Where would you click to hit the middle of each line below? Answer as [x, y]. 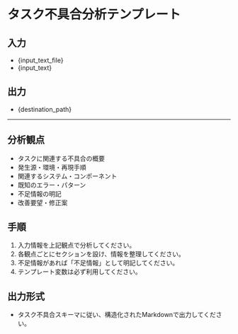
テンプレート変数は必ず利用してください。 [79, 272]
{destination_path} [45, 109]
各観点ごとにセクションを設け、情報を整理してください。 [101, 254]
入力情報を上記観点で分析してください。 [76, 246]
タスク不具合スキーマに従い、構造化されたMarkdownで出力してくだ [117, 315]
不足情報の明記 [39, 194]
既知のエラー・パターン [52, 185]
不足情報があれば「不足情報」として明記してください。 [98, 263]
